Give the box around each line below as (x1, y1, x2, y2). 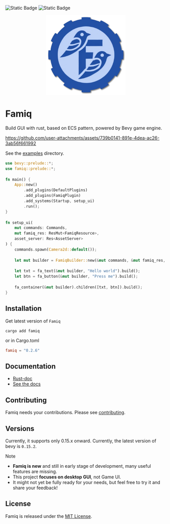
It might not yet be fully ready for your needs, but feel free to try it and (12, 479, 161, 485)
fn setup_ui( (5, 220, 33, 225)
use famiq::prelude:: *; (5, 166, 56, 171)
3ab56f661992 (5, 140, 37, 146)
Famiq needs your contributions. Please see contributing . (5, 409, 126, 416)
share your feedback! (12, 485, 58, 491)
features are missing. (12, 468, 57, 474)
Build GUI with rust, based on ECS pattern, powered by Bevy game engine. (5, 125, 162, 131)
